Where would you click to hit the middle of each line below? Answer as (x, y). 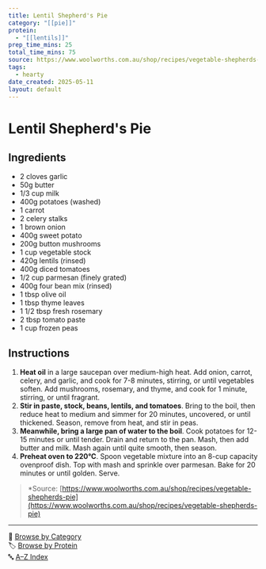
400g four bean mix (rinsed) (66, 286)
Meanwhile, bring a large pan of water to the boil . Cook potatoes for (132, 431)
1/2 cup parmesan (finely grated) (73, 277)
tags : (17, 67)
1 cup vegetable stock (55, 252)
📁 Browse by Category (45, 537)
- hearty (30, 74)
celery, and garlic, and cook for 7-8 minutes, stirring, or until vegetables (137, 380)
